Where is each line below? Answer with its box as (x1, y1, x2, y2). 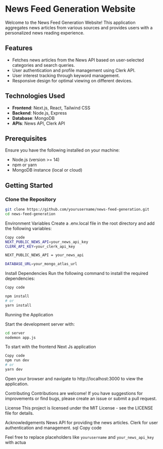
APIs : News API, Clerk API (12, 120, 65, 126)
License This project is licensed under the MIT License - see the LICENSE (5, 405, 153, 410)
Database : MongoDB (12, 115, 55, 121)
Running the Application (5, 312, 54, 317)
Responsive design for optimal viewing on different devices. (12, 78, 133, 83)
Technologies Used (5, 92, 65, 100)
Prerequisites (5, 134, 47, 142)
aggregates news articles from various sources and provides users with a (5, 24, 153, 30)
